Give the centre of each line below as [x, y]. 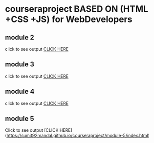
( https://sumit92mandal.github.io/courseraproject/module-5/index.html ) [77, 136]
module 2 [20, 37]
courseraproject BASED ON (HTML [77, 9]
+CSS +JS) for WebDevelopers [69, 19]
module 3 [20, 64]
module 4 [20, 92]
